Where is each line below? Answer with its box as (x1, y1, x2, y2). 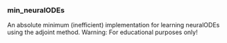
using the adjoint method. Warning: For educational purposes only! (7, 28, 198, 36)
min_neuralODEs (7, 5, 65, 15)
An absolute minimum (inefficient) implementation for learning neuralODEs (7, 21, 220, 29)
